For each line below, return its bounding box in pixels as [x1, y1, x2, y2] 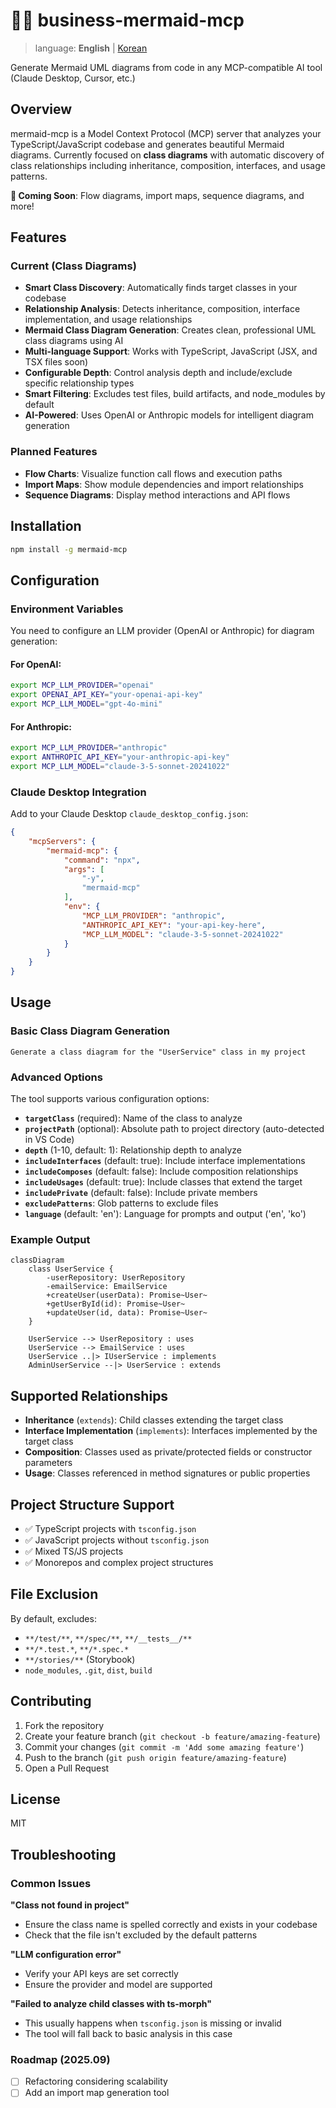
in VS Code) [24, 1134, 75, 1146]
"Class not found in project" [10, 1899, 130, 1911]
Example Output [10, 1232, 91, 1246]
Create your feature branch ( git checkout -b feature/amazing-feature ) [24, 1730, 321, 1742]
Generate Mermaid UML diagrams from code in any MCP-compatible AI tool [10, 61, 323, 73]
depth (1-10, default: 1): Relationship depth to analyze [24, 1144, 242, 1156]
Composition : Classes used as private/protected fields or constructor [24, 1446, 313, 1458]
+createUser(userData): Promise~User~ [46, 1290, 208, 1301]
